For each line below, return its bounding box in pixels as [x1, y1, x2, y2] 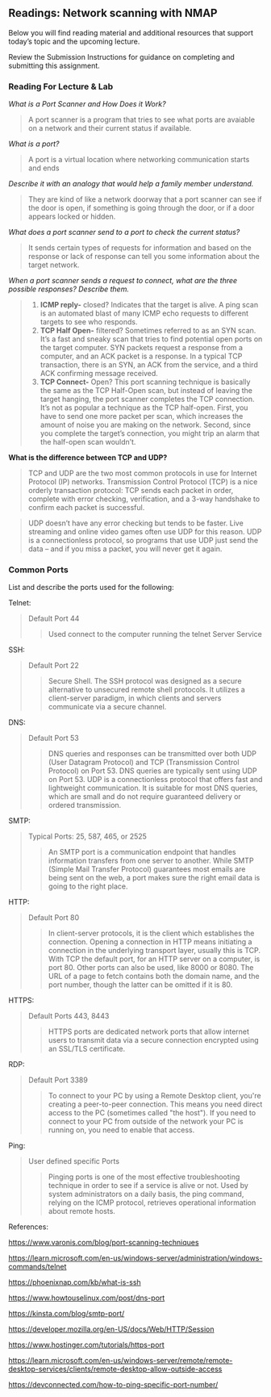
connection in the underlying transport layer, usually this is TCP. [48, 946, 261, 956]
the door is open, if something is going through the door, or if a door [27, 203, 255, 213]
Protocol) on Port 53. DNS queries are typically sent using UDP [48, 766, 257, 776]
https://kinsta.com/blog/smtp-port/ [8, 1309, 125, 1319]
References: [8, 1222, 48, 1232]
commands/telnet [8, 1262, 67, 1272]
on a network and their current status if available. [27, 123, 192, 133]
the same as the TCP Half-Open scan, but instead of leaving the [40, 386, 252, 395]
